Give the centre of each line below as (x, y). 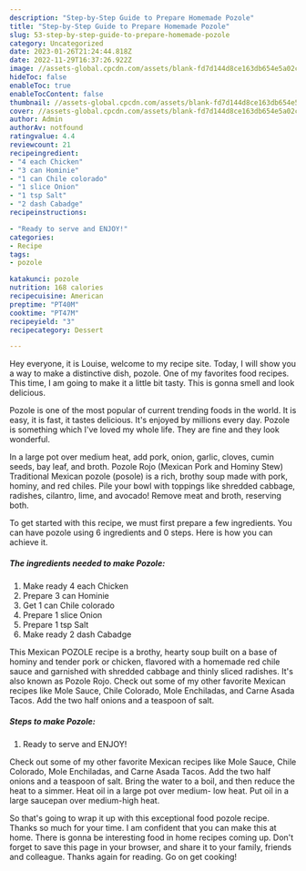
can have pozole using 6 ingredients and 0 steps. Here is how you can (141, 532)
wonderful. (30, 440)
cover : (22, 111)
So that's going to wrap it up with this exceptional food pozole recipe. (140, 818)
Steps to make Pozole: (52, 721)
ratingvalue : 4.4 (42, 137)
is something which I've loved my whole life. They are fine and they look (144, 430)
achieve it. (29, 542)
